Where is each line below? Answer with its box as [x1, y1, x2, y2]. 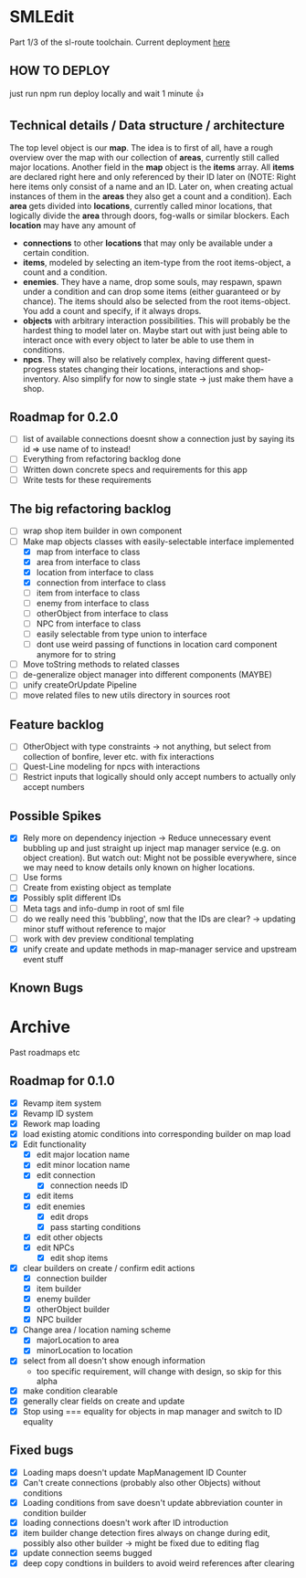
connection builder [36, 1272, 108, 1284]
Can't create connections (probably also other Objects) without [22, 1477, 261, 1488]
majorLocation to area [36, 1335, 120, 1346]
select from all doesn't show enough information [22, 1355, 206, 1366]
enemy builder [36, 1294, 91, 1305]
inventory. [22, 373, 61, 384]
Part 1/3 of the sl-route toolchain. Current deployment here [9, 37, 230, 47]
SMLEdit [9, 6, 75, 27]
